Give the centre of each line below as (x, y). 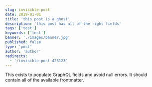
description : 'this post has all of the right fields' (63, 24)
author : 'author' (23, 51)
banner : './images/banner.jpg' (38, 38)
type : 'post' (19, 47)
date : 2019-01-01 (23, 14)
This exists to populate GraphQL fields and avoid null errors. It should (76, 75)
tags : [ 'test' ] (21, 28)
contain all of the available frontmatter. (45, 80)
